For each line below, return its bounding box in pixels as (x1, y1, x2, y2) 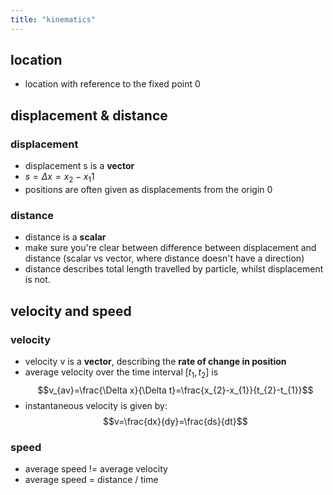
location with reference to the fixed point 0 (24, 78, 201, 90)
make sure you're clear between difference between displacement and (24, 242, 317, 254)
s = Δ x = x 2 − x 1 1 (24, 171, 95, 185)
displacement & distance (10, 107, 168, 124)
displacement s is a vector (24, 160, 135, 172)
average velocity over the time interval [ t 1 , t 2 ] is (24, 366, 219, 380)
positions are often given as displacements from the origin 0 (24, 183, 273, 195)
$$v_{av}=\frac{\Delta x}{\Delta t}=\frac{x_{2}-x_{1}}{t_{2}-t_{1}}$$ (37, 384, 314, 396)
